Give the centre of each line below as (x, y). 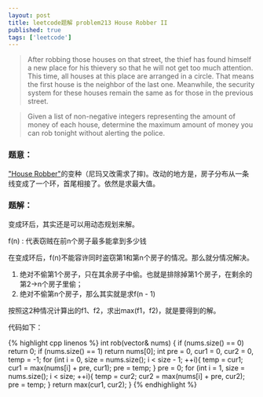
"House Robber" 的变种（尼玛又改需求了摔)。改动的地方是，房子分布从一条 (129, 173)
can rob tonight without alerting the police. (96, 133)
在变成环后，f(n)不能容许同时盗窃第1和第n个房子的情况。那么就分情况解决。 (131, 257)
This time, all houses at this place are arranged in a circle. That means (141, 76)
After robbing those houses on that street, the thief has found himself (139, 60)
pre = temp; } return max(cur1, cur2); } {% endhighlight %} (103, 384)
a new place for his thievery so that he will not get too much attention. (140, 68)
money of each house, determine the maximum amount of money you (140, 125)
